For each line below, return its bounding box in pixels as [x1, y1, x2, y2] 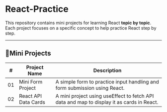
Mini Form [19, 78, 43, 85]
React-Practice [5, 3, 69, 15]
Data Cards [19, 99, 46, 106]
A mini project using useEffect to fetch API [55, 92, 154, 99]
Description [93, 67, 122, 74]
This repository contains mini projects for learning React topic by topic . [5, 20, 152, 26]
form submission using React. [55, 84, 125, 91]
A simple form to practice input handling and [55, 78, 159, 85]
